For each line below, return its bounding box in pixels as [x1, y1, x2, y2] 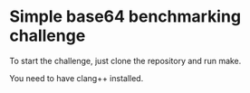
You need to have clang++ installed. [9, 72, 144, 83]
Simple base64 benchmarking [9, 6, 242, 27]
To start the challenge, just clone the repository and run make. [9, 55, 242, 66]
